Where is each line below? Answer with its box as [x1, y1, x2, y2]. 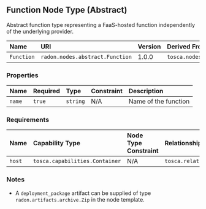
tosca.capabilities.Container [32, 158, 121, 165]
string [66, 98, 85, 105]
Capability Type [32, 139, 81, 148]
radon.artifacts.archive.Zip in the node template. [15, 196, 145, 203]
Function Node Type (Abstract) [6, 5, 128, 15]
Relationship [164, 139, 202, 148]
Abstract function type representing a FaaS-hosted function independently [6, 21, 195, 28]
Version [137, 42, 161, 51]
